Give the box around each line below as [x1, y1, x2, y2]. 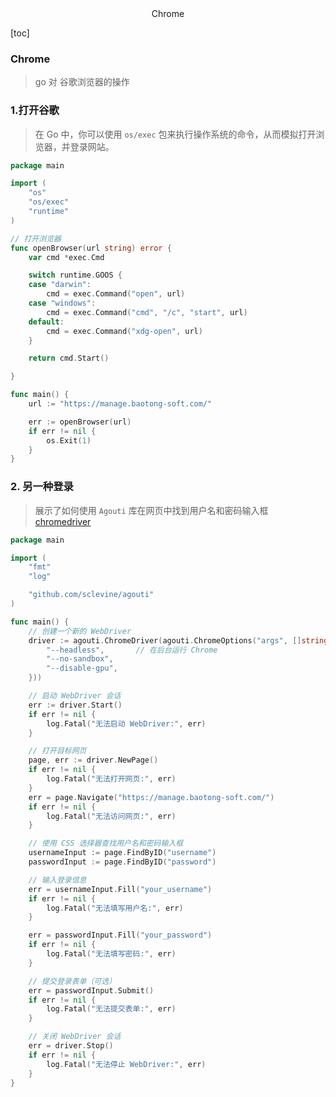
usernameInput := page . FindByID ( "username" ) [28, 848, 217, 858]
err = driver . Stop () [28, 1041, 114, 1051]
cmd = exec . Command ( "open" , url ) [46, 289, 186, 299]
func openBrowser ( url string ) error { [10, 243, 172, 253]
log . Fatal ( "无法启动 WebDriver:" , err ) [46, 718, 207, 729]
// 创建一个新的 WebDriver [28, 626, 132, 636]
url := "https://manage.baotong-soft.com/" [28, 399, 213, 409]
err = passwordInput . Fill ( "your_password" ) [28, 930, 213, 941]
